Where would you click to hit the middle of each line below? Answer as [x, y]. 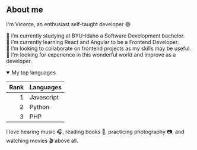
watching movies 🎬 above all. [42, 140]
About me [25, 10]
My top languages [34, 72]
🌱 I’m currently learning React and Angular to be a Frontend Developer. [93, 42]
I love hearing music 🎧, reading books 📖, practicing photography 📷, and [96, 132]
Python [39, 107]
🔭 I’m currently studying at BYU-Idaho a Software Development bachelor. [96, 36]
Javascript [44, 97]
